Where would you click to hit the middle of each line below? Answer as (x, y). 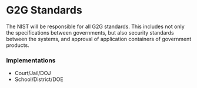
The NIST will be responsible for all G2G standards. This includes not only (96, 26)
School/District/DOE (39, 79)
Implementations (31, 60)
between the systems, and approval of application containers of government (99, 39)
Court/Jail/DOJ (33, 73)
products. (18, 45)
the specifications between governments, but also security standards (90, 32)
